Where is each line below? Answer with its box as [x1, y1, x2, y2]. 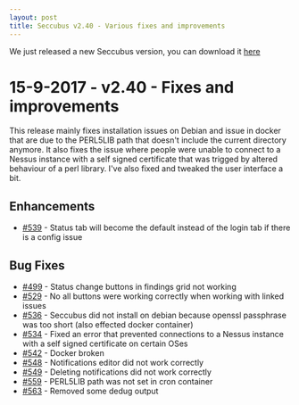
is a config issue [21, 232, 83, 243]
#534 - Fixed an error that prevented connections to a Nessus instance [21, 329, 284, 340]
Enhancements [9, 198, 96, 214]
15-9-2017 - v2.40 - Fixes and [9, 77, 235, 97]
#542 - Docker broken [21, 348, 104, 359]
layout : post [9, 12, 58, 22]
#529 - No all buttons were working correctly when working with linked [21, 291, 285, 302]
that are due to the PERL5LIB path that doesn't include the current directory [9, 135, 287, 145]
